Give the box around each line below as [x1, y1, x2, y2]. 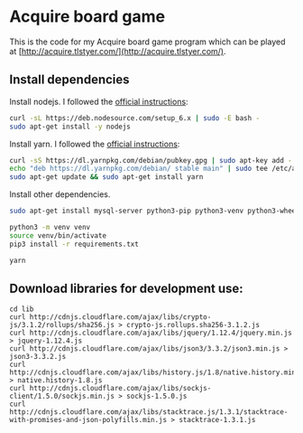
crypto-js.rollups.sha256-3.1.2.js [125, 321, 260, 330]
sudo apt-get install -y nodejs [9, 122, 131, 131]
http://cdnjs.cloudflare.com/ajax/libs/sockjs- [29, 384, 212, 393]
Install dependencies [9, 72, 130, 88]
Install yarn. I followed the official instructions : [9, 138, 180, 149]
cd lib [9, 305, 34, 314]
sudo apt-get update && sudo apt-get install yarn [9, 173, 204, 182]
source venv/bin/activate [9, 231, 106, 240]
